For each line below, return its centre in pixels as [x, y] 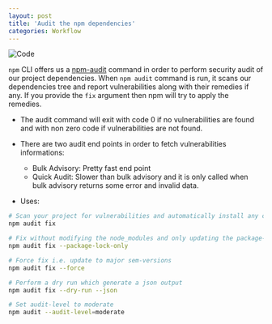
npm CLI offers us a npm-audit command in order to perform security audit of [136, 70]
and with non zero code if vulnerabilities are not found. [111, 128]
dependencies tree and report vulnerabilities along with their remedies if [129, 87]
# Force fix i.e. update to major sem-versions [90, 260]
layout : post [30, 16]
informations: [42, 153]
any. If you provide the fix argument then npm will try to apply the [119, 96]
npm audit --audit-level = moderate [67, 313]
